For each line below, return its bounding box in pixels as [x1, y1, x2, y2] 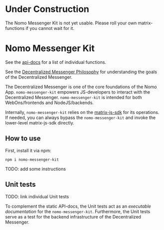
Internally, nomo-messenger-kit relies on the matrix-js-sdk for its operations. [5, 109, 160, 115]
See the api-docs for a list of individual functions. [5, 59, 106, 65]
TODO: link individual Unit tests [5, 193, 69, 200]
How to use [5, 134, 41, 143]
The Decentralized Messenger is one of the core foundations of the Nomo [5, 84, 157, 90]
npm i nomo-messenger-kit [5, 157, 59, 162]
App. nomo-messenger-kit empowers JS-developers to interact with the [5, 89, 151, 95]
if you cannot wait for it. [25, 25, 75, 31]
